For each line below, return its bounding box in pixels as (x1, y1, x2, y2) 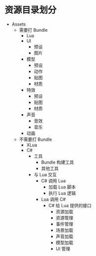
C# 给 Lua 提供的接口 (48, 202, 92, 208)
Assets (11, 21, 26, 27)
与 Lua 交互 (33, 171, 57, 177)
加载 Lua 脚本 (48, 184, 76, 190)
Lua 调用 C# (41, 196, 66, 202)
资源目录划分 (4, 4, 57, 16)
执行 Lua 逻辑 (48, 190, 76, 196)
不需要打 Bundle (19, 136, 52, 142)
